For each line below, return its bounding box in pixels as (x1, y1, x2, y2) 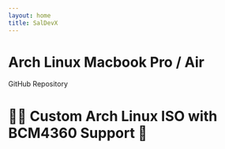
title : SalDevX (8, 19, 58, 27)
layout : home (8, 11, 51, 20)
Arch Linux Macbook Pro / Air (8, 53, 205, 71)
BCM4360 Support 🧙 (8, 124, 148, 142)
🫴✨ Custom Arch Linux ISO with (8, 107, 218, 125)
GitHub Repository (8, 79, 69, 89)
